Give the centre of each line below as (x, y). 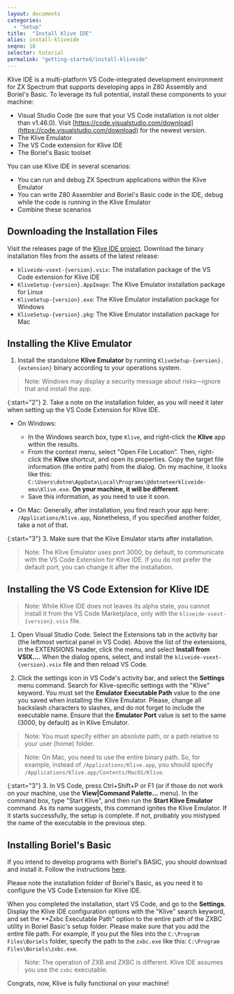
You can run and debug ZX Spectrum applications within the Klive (112, 179)
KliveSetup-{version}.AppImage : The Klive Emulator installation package (121, 284)
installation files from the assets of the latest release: (83, 256)
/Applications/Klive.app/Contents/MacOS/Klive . (94, 772)
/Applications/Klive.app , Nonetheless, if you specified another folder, (119, 518)
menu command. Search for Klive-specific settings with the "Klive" (114, 686)
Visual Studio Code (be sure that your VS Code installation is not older (118, 115)
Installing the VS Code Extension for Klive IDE (108, 589)
